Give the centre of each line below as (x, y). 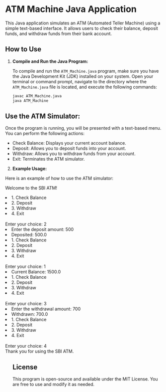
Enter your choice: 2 (26, 224)
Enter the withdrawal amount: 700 (46, 309)
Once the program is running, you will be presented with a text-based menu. (83, 128)
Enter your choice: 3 (26, 304)
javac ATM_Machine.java (37, 96)
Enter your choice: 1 (25, 267)
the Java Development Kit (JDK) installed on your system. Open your (83, 76)
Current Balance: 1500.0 (36, 272)
